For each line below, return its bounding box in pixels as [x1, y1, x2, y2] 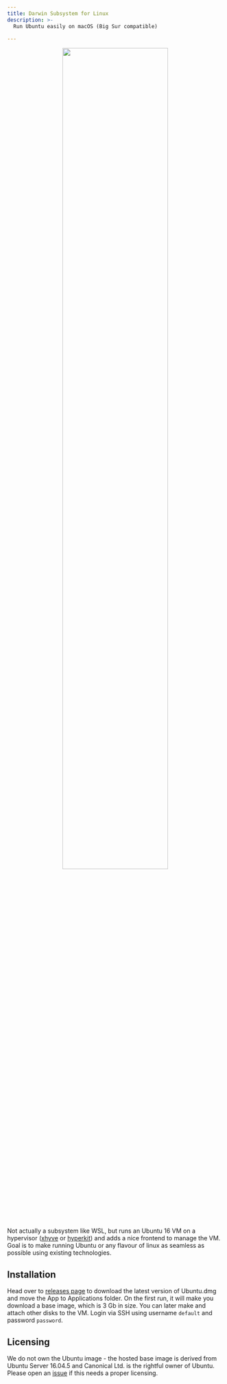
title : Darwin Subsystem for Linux [7, 10, 109, 17]
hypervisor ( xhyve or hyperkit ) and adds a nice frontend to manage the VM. [7, 1234, 221, 1242]
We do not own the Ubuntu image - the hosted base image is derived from [7, 1354, 217, 1362]
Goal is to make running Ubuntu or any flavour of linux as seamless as [7, 1242, 204, 1250]
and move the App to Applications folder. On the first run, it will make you [7, 1294, 214, 1303]
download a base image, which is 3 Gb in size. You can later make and [7, 1301, 206, 1310]
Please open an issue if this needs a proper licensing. [7, 1369, 158, 1377]
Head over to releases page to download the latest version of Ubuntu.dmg [7, 1287, 217, 1295]
